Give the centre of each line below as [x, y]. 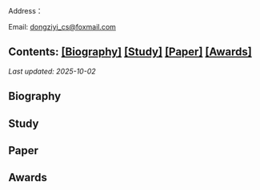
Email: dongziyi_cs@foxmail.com [62, 27]
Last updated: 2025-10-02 [52, 71]
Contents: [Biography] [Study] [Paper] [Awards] [130, 52]
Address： [26, 11]
